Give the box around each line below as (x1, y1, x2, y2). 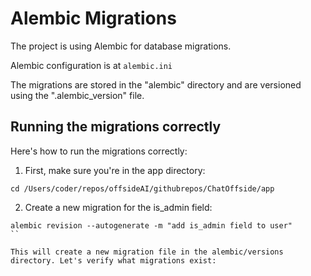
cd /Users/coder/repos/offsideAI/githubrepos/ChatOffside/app (10, 183, 275, 194)
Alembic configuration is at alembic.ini (10, 59, 173, 71)
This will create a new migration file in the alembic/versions (10, 247, 284, 257)
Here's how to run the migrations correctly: (10, 145, 188, 157)
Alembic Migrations (10, 7, 177, 30)
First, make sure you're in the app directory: (24, 164, 206, 176)
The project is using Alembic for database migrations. (10, 40, 232, 52)
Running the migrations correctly (10, 118, 222, 136)
